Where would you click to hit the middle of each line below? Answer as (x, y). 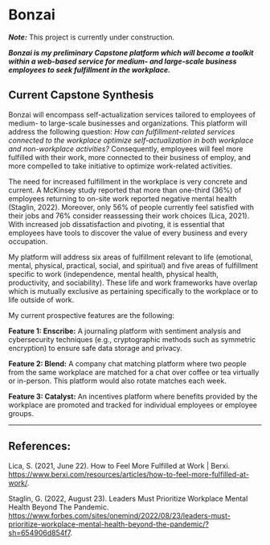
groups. (21, 413)
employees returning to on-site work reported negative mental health (123, 198)
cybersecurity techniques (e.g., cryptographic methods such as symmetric (132, 339)
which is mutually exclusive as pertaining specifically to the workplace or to (133, 291)
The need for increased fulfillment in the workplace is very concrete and (128, 181)
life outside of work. (41, 299)
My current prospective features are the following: (92, 315)
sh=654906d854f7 (39, 532)
